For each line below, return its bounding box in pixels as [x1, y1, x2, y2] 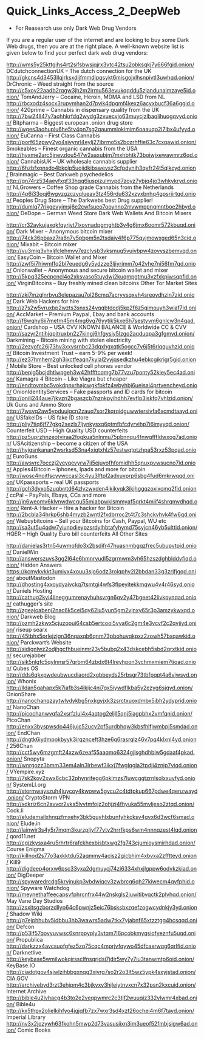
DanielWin [13, 548, 38, 556]
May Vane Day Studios [6, 897, 63, 904]
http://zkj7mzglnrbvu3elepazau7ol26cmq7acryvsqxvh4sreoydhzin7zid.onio [6, 291, 195, 299]
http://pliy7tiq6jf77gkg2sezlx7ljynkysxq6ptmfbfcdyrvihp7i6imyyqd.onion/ [6, 420, 189, 427]
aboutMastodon [16, 574, 56, 581]
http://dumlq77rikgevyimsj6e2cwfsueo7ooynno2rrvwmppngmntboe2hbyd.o [6, 202, 196, 210]
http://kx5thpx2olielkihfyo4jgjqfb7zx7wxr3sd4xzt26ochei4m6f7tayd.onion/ [6, 1007, 195, 1014]
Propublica [16, 936, 44, 943]
